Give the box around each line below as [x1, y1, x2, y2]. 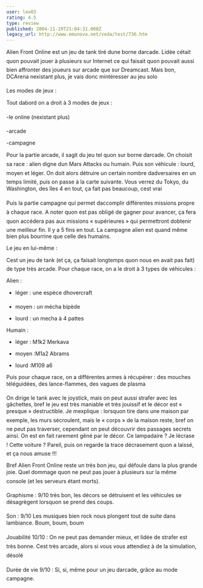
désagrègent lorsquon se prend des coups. [6, 498, 114, 506]
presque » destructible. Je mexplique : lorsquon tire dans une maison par [6, 408, 189, 415]
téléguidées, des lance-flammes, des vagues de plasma [6, 380, 146, 388]
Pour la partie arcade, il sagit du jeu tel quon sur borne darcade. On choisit [6, 151, 193, 159]
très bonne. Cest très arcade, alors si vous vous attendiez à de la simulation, [6, 543, 197, 550]
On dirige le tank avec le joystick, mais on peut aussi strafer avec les [6, 394, 178, 401]
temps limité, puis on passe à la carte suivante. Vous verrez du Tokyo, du [6, 178, 189, 185]
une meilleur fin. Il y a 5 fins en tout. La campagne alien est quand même [6, 226, 188, 234]
